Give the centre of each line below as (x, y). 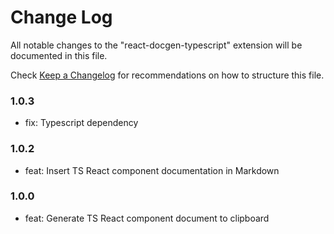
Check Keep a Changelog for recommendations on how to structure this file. (167, 75)
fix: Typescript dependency (81, 123)
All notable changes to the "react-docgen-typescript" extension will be (156, 45)
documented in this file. (59, 55)
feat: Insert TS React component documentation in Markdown (152, 170)
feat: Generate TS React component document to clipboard (147, 218)
